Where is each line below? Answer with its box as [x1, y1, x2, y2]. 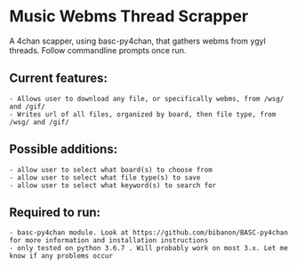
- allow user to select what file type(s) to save [9, 173, 201, 182]
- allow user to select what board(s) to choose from [9, 165, 213, 174]
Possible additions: [9, 142, 118, 157]
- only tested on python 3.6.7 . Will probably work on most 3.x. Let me [9, 244, 289, 253]
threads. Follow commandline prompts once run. [9, 44, 187, 55]
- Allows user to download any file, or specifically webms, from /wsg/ [9, 94, 285, 103]
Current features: [9, 71, 108, 86]
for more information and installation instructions [9, 236, 209, 245]
